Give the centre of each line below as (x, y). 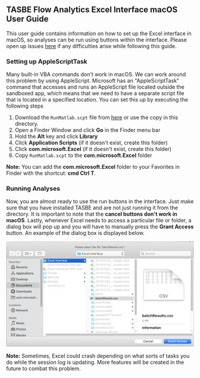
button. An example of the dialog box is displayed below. (75, 233)
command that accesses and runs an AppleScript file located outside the (95, 87)
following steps (25, 106)
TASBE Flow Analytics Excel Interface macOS (92, 10)
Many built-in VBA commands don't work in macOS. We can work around (96, 74)
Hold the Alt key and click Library (56, 137)
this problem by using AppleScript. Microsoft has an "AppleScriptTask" (93, 81)
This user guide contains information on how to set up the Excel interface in (99, 33)
